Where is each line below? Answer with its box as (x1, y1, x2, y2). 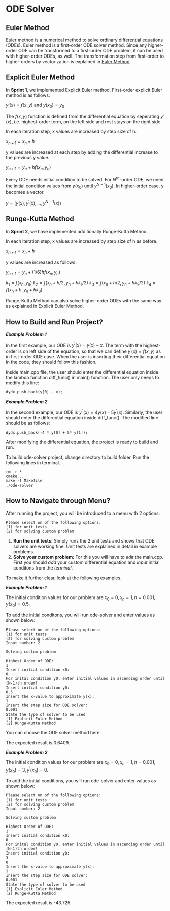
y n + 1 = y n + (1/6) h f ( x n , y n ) (6, 269, 60, 276)
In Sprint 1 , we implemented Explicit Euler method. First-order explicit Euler (6, 87, 163, 93)
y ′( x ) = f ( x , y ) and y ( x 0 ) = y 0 (6, 102, 65, 109)
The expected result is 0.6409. (6, 739, 70, 746)
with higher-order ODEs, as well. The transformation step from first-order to (6, 53, 164, 59)
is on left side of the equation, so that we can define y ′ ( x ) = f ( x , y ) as (18, 347, 161, 354)
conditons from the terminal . (13, 564, 73, 571)
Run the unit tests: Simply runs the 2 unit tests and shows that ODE (13, 537, 155, 544)
